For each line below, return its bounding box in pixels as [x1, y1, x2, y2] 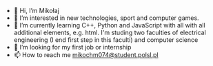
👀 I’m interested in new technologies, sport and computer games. [13, 14, 199, 22]
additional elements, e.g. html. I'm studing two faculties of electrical [13, 28, 207, 36]
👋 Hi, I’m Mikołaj [13, 7, 60, 14]
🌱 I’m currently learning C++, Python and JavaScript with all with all [13, 21, 205, 29]
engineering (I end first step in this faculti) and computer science [13, 36, 199, 44]
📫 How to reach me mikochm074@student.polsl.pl [13, 51, 159, 58]
